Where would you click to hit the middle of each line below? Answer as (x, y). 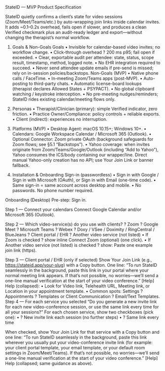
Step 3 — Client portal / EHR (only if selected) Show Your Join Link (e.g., (79, 260)
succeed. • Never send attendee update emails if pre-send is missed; (83, 68)
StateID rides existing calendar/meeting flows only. (64, 99)
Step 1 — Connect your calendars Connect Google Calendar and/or (73, 209)
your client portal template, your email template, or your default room (75, 348)
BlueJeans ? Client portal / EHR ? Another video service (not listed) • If (77, 235)
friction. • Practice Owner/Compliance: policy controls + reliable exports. (86, 114)
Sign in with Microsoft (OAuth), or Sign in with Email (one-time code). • (84, 180)
